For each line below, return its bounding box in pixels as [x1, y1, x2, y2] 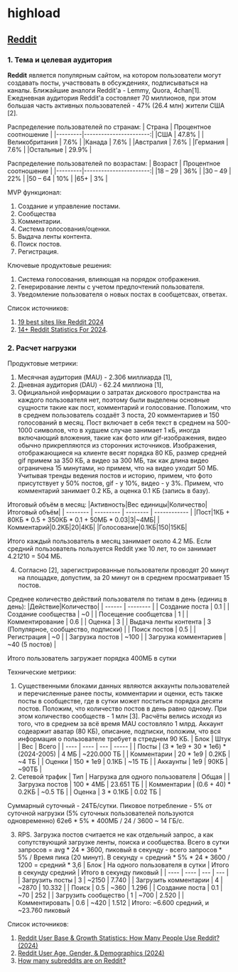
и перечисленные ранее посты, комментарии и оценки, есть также [17, 689, 223, 698]
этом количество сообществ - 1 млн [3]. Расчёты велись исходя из [17, 712, 222, 720]
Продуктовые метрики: [7, 359, 78, 368]
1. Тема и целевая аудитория [7, 55, 112, 65]
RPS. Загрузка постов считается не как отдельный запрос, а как [17, 830, 214, 839]
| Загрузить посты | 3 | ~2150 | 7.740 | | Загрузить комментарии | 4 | [17, 876, 223, 884]
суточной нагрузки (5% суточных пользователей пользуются [7, 809, 194, 817]
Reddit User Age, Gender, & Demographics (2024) [17, 949, 165, 958]
